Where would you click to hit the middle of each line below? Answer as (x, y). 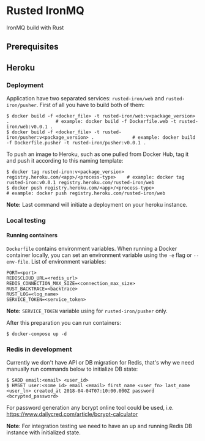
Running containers (32, 235)
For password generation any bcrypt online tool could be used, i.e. (90, 408)
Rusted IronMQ (45, 11)
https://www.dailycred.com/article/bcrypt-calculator (72, 414)
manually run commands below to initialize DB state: (72, 369)
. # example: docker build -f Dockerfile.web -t (91, 122)
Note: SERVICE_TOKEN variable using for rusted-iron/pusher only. (87, 311)
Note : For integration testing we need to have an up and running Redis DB (99, 426)
